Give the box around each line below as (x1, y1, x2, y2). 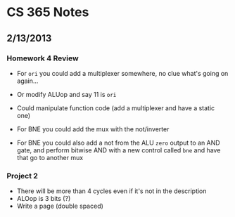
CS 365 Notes (6, 4, 89, 20)
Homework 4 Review (6, 53, 79, 63)
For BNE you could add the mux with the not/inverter (16, 124, 170, 133)
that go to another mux (16, 153, 84, 162)
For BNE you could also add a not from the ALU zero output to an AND (16, 138, 220, 147)
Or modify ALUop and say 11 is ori (16, 90, 117, 98)
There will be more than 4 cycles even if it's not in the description (16, 187, 207, 195)
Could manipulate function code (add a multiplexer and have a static (16, 103, 215, 112)
